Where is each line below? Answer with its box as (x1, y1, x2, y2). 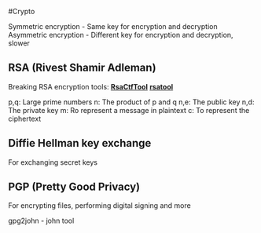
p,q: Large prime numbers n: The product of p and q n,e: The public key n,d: (8, 97, 255, 107)
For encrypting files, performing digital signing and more (8, 201, 191, 210)
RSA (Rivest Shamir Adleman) (8, 61, 156, 75)
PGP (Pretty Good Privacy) (8, 180, 141, 194)
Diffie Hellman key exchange (8, 137, 152, 150)
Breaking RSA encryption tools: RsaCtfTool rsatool (8, 82, 174, 91)
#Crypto (8, 7, 35, 16)
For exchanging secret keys (8, 157, 98, 167)
